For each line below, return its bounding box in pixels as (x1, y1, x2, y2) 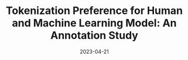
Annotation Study (50, 29, 138, 42)
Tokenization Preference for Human (5, 4, 183, 17)
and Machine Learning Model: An (12, 16, 177, 30)
